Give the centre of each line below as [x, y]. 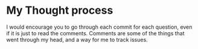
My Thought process [60, 10]
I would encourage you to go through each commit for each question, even [99, 27]
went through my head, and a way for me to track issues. [77, 39]
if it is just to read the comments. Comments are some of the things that [96, 33]
